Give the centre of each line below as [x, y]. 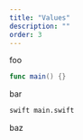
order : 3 [26, 34]
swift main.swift [42, 111]
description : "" [40, 26]
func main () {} [38, 77]
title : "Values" [40, 18]
